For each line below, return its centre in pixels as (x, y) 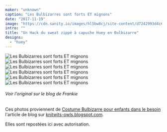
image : (12, 24)
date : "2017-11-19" (25, 19)
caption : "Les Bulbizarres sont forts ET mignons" (59, 14)
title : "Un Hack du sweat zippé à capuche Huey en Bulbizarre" (72, 33)
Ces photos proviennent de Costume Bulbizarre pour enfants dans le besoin (83, 109)
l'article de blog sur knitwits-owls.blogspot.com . (55, 114)
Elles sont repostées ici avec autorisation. (48, 124)
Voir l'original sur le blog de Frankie (42, 94)
